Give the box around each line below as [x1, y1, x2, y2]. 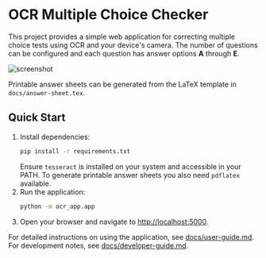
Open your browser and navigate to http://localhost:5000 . [19, 217, 209, 226]
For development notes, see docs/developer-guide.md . [8, 241, 189, 250]
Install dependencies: [19, 132, 91, 141]
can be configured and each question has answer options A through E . [8, 48, 240, 58]
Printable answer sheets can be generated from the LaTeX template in [8, 79, 237, 89]
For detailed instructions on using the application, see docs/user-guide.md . [8, 232, 254, 241]
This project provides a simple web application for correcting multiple [8, 32, 236, 41]
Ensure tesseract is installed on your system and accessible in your [19, 161, 241, 171]
